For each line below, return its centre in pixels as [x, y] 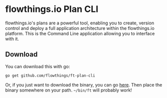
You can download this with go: [38, 66]
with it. [12, 39]
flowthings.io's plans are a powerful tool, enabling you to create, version [80, 23]
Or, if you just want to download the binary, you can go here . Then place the [84, 85]
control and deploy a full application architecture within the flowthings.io [80, 28]
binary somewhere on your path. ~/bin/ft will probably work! [68, 90]
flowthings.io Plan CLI [52, 9]
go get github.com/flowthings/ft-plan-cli [50, 76]
